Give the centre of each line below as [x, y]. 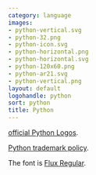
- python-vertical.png [45, 81]
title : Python [31, 111]
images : [21, 23]
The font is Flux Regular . [47, 163]
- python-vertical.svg [45, 30]
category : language [40, 15]
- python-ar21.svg [38, 74]
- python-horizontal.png [48, 52]
